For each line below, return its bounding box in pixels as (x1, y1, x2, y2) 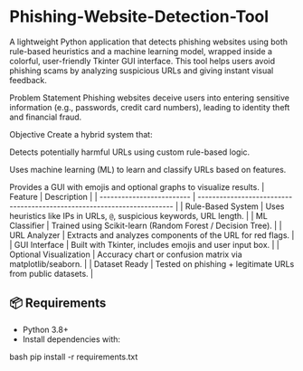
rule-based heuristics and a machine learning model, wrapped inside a (9, 45, 273, 56)
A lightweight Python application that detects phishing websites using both (9, 36, 288, 47)
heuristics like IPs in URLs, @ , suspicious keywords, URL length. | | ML (9, 210, 269, 221)
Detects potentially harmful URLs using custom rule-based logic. (9, 147, 251, 157)
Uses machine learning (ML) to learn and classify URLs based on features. (9, 164, 287, 175)
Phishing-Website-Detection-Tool (9, 6, 270, 27)
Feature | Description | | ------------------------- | (9, 191, 196, 202)
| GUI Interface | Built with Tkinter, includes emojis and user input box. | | (9, 239, 280, 250)
